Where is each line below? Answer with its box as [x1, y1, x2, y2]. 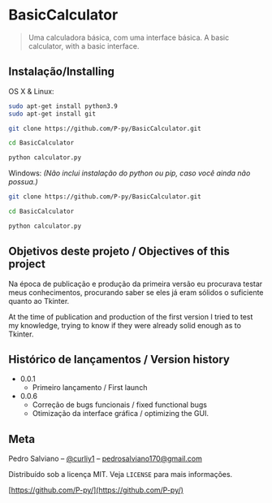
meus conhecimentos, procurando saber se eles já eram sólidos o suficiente [8, 287, 264, 297]
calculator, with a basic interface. [28, 41, 140, 50]
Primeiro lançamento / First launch [32, 383, 148, 392]
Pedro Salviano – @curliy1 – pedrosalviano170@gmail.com [8, 453, 203, 464]
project [8, 258, 46, 271]
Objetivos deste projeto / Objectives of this [8, 245, 230, 258]
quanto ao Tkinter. [8, 296, 70, 306]
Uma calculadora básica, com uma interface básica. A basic [28, 33, 230, 42]
